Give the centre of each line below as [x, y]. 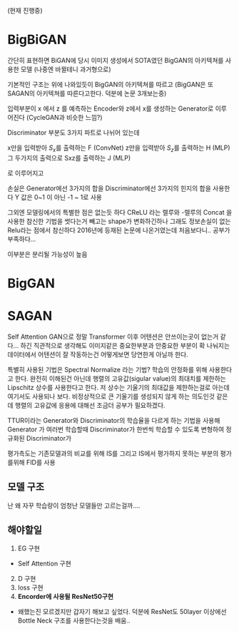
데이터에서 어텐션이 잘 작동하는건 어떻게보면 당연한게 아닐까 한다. [98, 354]
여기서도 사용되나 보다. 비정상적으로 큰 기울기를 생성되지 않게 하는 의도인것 [111, 396]
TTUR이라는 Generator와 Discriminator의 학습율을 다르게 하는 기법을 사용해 [114, 420]
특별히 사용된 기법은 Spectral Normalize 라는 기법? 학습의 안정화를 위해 [107, 369]
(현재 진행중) [25, 10]
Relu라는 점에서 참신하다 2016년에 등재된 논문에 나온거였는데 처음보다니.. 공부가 [119, 230]
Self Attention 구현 [44, 564]
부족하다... [22, 239]
